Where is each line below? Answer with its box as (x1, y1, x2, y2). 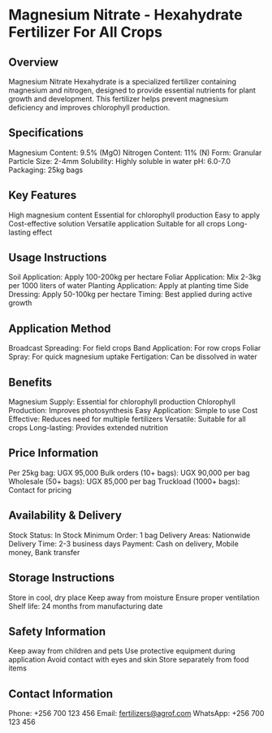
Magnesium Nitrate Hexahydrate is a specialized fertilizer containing (8, 77, 237, 86)
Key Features (8, 188, 77, 202)
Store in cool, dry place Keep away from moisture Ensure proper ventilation (8, 593, 260, 602)
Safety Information (8, 624, 106, 638)
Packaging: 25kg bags (8, 165, 84, 175)
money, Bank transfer (8, 547, 80, 557)
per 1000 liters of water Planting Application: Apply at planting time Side (8, 281, 249, 291)
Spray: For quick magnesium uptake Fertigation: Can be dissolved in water (8, 351, 257, 362)
